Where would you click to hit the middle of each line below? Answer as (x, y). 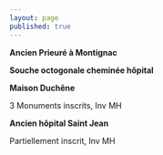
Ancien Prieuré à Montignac (63, 52)
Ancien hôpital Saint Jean (59, 123)
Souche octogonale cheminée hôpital (81, 70)
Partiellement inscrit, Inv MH (62, 140)
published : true (40, 26)
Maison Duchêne (42, 88)
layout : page (34, 18)
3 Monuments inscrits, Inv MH (66, 105)
